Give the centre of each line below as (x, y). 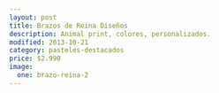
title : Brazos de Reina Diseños (68, 26)
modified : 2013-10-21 (49, 42)
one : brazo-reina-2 (53, 75)
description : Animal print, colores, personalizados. (110, 34)
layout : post (33, 17)
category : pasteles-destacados (67, 50)
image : (21, 67)
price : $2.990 (35, 58)
